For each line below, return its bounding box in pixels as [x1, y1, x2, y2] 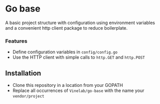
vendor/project [12, 94, 45, 99]
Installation [5, 69, 41, 77]
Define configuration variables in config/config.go [12, 49, 118, 55]
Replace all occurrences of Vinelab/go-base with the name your [12, 87, 144, 93]
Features [5, 37, 28, 44]
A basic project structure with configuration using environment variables [5, 20, 155, 26]
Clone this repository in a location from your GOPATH [12, 82, 123, 88]
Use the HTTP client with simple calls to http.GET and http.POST [12, 54, 145, 60]
